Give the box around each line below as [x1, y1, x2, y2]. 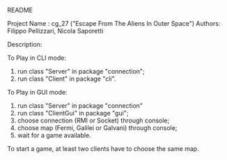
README [7, 6, 33, 14]
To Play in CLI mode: [7, 54, 66, 62]
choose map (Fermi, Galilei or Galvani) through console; [17, 124, 178, 131]
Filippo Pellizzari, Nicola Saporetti [7, 27, 104, 35]
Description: [7, 40, 42, 48]
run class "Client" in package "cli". [17, 74, 116, 83]
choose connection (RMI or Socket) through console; [17, 116, 170, 125]
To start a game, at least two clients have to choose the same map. [7, 145, 200, 152]
